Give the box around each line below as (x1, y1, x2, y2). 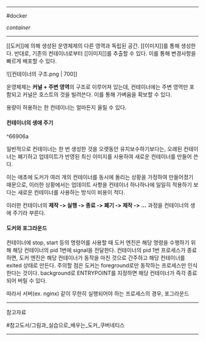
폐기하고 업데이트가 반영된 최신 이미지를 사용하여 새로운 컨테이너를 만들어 (17, 153, 192, 160)
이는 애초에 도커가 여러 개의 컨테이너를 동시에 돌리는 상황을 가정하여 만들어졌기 (6, 174, 194, 181)
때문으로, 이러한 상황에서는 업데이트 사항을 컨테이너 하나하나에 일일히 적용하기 (6, 181, 192, 189)
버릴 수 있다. (17, 277, 48, 284)
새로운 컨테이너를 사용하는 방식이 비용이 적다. (17, 189, 126, 196)
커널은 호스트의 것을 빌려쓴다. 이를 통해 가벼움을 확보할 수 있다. (22, 91, 172, 98)
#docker (6, 12, 27, 19)
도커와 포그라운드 (6, 224, 48, 231)
